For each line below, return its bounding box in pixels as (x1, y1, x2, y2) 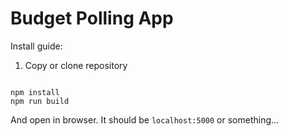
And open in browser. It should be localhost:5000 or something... (10, 113, 280, 126)
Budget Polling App (10, 7, 174, 30)
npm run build (10, 96, 70, 106)
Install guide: (10, 40, 63, 52)
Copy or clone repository (24, 59, 128, 71)
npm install (10, 87, 60, 97)
